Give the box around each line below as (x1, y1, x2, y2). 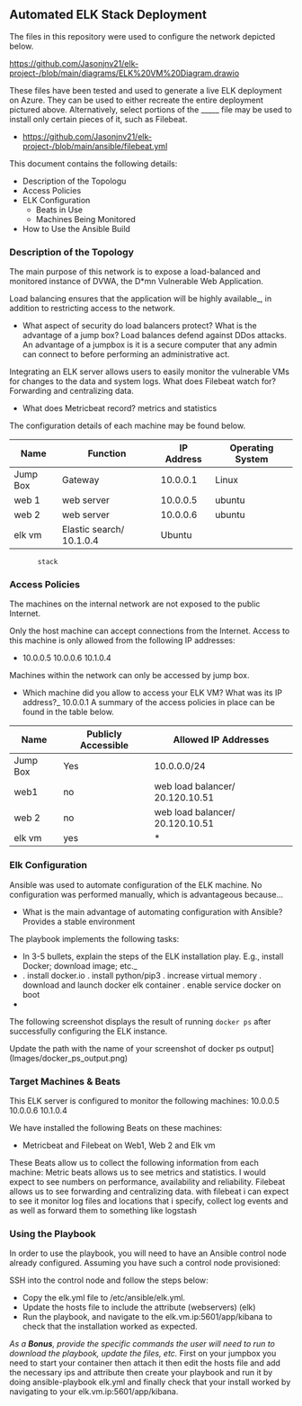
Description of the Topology (9, 246, 135, 258)
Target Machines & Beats (9, 1075, 121, 1088)
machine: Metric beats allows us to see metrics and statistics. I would (9, 1167, 267, 1178)
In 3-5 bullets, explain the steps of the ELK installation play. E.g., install (22, 951, 284, 962)
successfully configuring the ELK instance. (9, 1025, 168, 1036)
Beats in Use (35, 204, 84, 215)
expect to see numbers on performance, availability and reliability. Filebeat (9, 1177, 286, 1187)
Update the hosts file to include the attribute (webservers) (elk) (22, 1302, 256, 1312)
